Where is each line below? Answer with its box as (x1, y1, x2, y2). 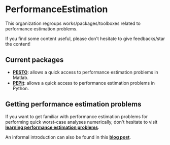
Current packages (5, 56, 64, 64)
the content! (5, 41, 31, 47)
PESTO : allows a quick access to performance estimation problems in (12, 69, 158, 75)
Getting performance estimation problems (5, 100, 142, 108)
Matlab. (12, 75, 29, 81)
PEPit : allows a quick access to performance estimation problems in (12, 80, 155, 86)
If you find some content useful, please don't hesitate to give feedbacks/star (5, 35, 165, 42)
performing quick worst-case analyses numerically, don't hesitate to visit (5, 119, 158, 125)
